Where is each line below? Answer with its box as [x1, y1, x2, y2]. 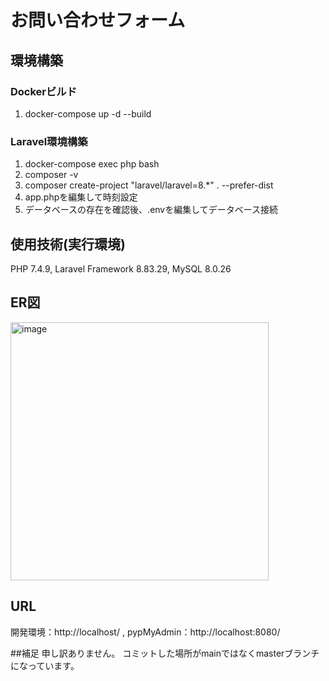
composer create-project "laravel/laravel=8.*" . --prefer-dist [24, 179, 274, 191]
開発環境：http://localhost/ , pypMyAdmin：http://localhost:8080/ [10, 626, 281, 638]
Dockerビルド [10, 84, 78, 98]
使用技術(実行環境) [10, 236, 126, 253]
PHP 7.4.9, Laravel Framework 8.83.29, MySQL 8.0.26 [10, 262, 232, 275]
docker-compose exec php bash [24, 158, 160, 170]
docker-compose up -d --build [24, 107, 152, 120]
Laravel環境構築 [10, 134, 88, 148]
